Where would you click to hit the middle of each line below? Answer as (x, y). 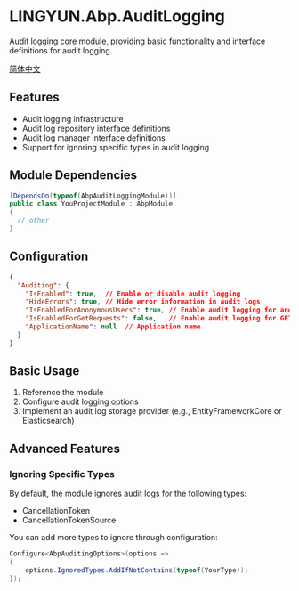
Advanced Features (65, 448)
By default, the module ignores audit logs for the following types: (128, 494)
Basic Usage (44, 371)
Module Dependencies (73, 175)
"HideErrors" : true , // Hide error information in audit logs (143, 302)
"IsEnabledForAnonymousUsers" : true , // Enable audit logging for (151, 310)
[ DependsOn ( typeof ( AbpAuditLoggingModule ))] (93, 196)
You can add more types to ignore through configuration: (113, 538)
